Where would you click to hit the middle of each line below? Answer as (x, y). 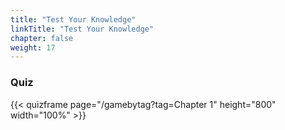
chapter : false (42, 38)
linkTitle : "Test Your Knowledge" (82, 29)
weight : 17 (33, 47)
